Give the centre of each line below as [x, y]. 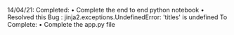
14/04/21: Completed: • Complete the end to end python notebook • [106, 10]
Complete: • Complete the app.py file [61, 24]
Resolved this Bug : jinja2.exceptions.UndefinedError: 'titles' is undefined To [117, 17]
